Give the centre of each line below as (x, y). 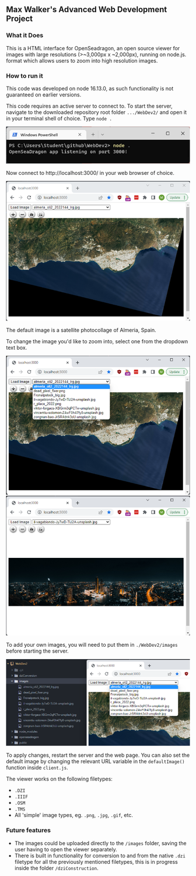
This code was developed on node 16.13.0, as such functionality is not (90, 88)
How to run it (24, 75)
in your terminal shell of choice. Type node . (59, 118)
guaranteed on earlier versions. (44, 94)
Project (20, 19)
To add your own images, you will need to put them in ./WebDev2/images (92, 645)
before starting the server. (37, 651)
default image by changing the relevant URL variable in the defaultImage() (95, 761)
